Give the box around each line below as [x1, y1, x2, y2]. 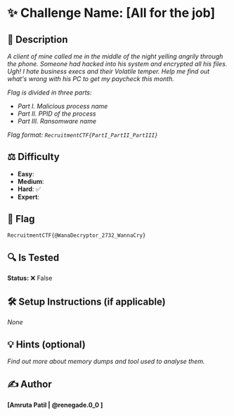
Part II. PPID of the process [17, 109, 96, 118]
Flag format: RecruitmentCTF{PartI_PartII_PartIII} [7, 130, 158, 139]
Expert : [17, 192, 40, 201]
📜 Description [7, 33, 68, 45]
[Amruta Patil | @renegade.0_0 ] [7, 400, 103, 409]
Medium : [17, 177, 44, 185]
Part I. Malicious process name [17, 102, 108, 110]
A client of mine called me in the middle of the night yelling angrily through [7, 52, 223, 61]
